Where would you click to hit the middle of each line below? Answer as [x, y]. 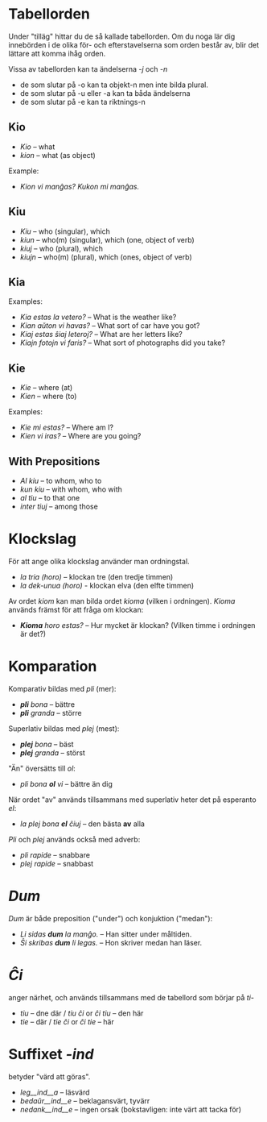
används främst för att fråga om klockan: [76, 609]
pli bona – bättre [47, 704]
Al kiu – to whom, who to [61, 481]
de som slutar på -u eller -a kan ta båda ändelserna [105, 93]
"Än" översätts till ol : [42, 768]
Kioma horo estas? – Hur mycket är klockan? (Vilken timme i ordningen [138, 625]
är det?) [33, 634]
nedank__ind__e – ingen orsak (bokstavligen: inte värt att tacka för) [131, 1109]
